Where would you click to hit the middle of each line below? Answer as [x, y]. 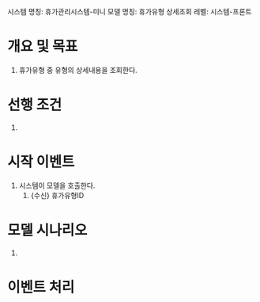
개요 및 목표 [43, 47]
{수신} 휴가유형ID [57, 195]
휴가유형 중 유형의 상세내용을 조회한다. [78, 70]
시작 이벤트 [41, 162]
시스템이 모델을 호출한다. [57, 185]
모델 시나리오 [47, 230]
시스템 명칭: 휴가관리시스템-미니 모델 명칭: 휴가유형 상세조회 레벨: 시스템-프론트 [130, 11]
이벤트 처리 [41, 287]
